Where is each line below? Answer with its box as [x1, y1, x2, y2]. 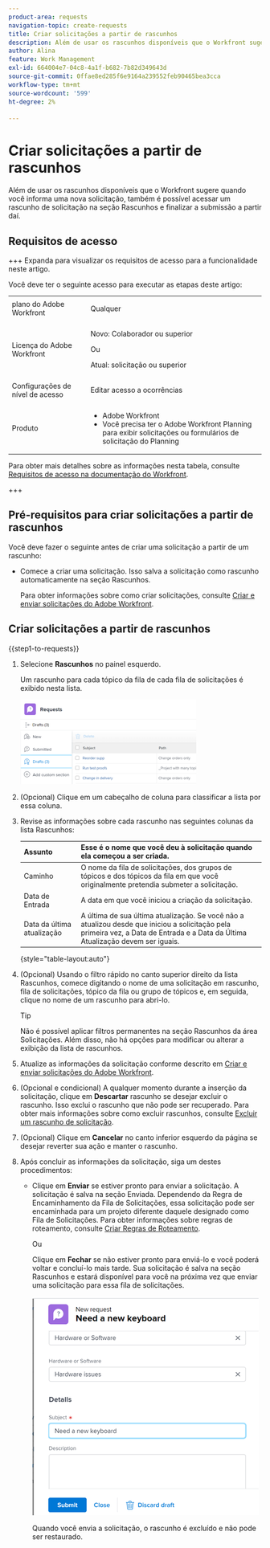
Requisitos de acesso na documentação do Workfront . [8, 470, 189, 479]
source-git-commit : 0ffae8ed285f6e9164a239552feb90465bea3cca [8, 72, 221, 80]
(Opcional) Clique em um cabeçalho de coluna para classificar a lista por [19, 792, 261, 802]
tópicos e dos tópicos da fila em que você [80, 872, 219, 881]
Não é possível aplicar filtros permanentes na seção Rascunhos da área [19, 1027, 258, 1036]
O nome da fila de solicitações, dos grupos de [80, 863, 232, 872]
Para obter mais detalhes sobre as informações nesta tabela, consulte [8, 461, 240, 470]
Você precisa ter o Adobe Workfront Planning [102, 419, 252, 429]
